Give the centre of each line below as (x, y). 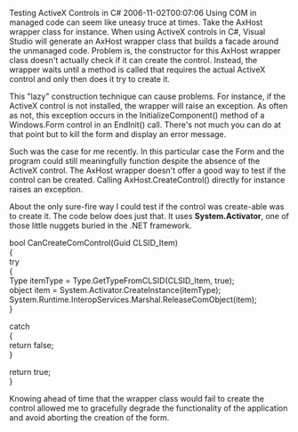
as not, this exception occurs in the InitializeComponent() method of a (137, 115)
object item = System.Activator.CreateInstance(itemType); (115, 290)
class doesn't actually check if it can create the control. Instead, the (133, 60)
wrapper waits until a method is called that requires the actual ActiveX (137, 69)
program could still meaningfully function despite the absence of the (135, 161)
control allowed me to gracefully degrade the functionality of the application (149, 408)
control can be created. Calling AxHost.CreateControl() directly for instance (147, 180)
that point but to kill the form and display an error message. (118, 134)
